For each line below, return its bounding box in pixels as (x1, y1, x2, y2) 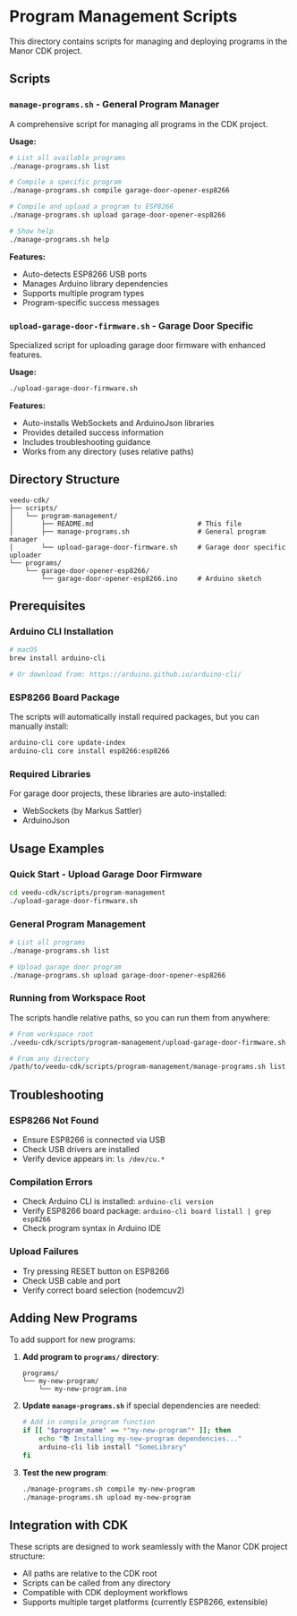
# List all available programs (9, 153, 126, 162)
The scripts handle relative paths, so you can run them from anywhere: (9, 1012, 271, 1022)
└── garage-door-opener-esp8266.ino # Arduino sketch (41, 574, 262, 583)
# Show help (9, 227, 54, 235)
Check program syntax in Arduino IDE (21, 1223, 162, 1234)
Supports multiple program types (21, 287, 145, 298)
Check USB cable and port (21, 1275, 121, 1286)
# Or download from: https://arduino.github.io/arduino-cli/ (9, 670, 242, 680)
